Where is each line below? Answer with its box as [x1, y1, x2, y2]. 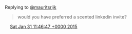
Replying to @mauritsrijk [5, 4, 57, 10]
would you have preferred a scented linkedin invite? [17, 14, 127, 19]
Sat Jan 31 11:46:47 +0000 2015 [9, 23, 78, 29]
